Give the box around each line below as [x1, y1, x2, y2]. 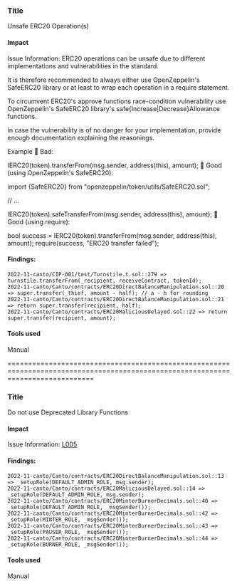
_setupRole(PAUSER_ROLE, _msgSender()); [7, 528, 130, 535]
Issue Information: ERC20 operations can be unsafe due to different [7, 54, 206, 63]
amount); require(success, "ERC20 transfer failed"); [7, 239, 159, 247]
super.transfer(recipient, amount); [7, 314, 116, 322]
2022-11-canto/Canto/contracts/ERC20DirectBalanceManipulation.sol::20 [7, 283, 224, 291]
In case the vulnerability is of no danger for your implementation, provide [7, 125, 221, 134]
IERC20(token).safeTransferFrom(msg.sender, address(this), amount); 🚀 [7, 209, 218, 219]
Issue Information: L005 [7, 440, 78, 449]
